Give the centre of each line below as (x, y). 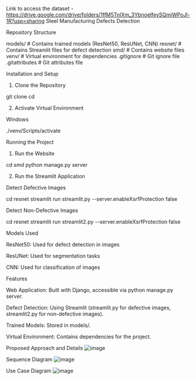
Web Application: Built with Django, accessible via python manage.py (90, 290)
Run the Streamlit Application (50, 176)
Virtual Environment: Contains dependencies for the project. (79, 337)
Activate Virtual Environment (49, 108)
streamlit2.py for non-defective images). (55, 314)
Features (17, 279)
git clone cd (21, 97)
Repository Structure (31, 32)
